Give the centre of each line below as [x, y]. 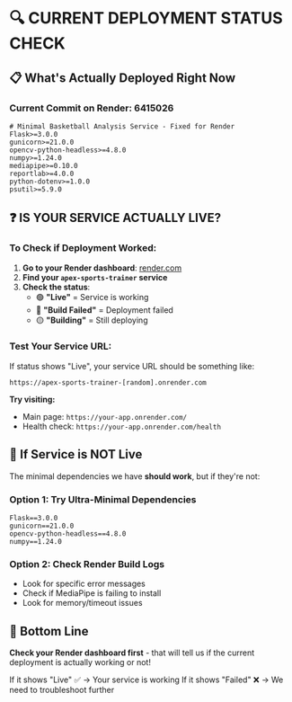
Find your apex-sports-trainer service [95, 277]
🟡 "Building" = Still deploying [92, 320]
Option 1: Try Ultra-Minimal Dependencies [103, 499]
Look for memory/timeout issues [82, 603]
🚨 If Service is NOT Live [76, 454]
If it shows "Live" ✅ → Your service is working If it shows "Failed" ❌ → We [146, 680]
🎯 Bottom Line [49, 631]
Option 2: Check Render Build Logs [87, 564]
